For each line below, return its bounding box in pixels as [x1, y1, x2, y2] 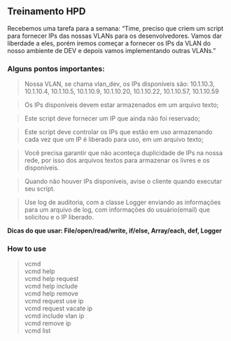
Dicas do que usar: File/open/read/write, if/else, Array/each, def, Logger [7, 226, 222, 235]
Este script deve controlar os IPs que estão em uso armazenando [24, 128, 213, 136]
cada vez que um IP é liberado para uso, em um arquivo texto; [24, 136, 204, 144]
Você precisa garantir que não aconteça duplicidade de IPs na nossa [24, 149, 223, 157]
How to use [7, 244, 47, 254]
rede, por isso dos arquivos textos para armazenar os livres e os [24, 157, 210, 165]
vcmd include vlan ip [24, 312, 85, 320]
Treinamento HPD [7, 6, 86, 17]
